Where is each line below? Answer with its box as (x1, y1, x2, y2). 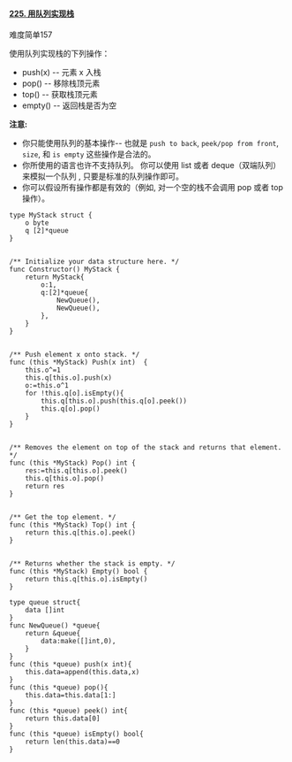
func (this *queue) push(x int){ (9, 660, 132, 669)
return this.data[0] (25, 714, 101, 723)
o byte (25, 219, 49, 227)
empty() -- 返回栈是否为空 (21, 100, 117, 111)
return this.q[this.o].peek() (25, 528, 137, 537)
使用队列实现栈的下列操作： (9, 49, 110, 59)
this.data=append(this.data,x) (25, 668, 140, 677)
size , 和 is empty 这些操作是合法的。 (21, 149, 156, 159)
